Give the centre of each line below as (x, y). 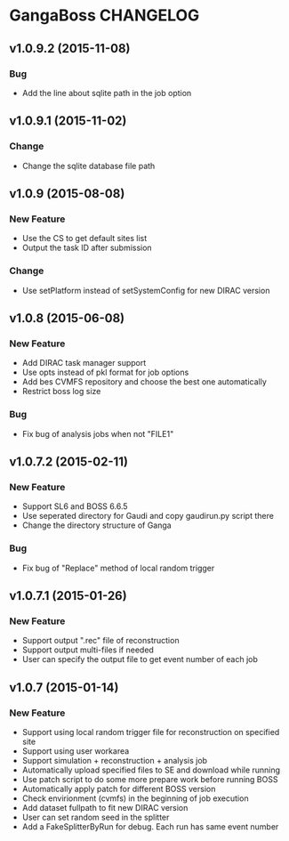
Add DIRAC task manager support (84, 363)
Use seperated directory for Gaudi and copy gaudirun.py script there (148, 516)
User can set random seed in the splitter (96, 817)
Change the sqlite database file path (88, 166)
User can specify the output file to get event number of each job (140, 659)
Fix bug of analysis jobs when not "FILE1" (98, 433)
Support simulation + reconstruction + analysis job (114, 760)
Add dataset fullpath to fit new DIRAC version (105, 807)
